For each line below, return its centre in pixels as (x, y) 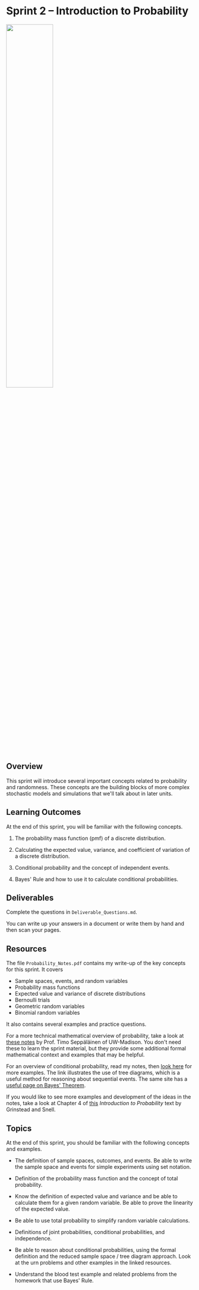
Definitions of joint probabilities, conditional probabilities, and (90, 1232)
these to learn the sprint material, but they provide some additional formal (96, 1049)
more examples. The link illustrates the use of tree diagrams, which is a (93, 1073)
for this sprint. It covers (35, 969)
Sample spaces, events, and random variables (71, 981)
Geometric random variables (50, 1006)
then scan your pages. (34, 930)
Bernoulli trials (32, 1000)
